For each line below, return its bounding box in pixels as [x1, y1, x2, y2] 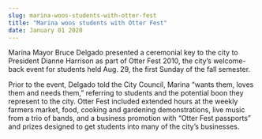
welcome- [212, 56, 246, 66]
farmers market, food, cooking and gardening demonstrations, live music [8, 105, 245, 115]
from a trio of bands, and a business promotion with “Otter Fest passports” [8, 114, 251, 123]
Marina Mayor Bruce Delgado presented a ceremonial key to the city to [8, 48, 238, 58]
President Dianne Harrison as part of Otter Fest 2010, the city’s [8, 56, 211, 66]
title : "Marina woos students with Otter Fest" [8, 19, 168, 27]
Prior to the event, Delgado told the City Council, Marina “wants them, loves [8, 80, 254, 89]
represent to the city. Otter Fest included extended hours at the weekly [8, 96, 238, 107]
